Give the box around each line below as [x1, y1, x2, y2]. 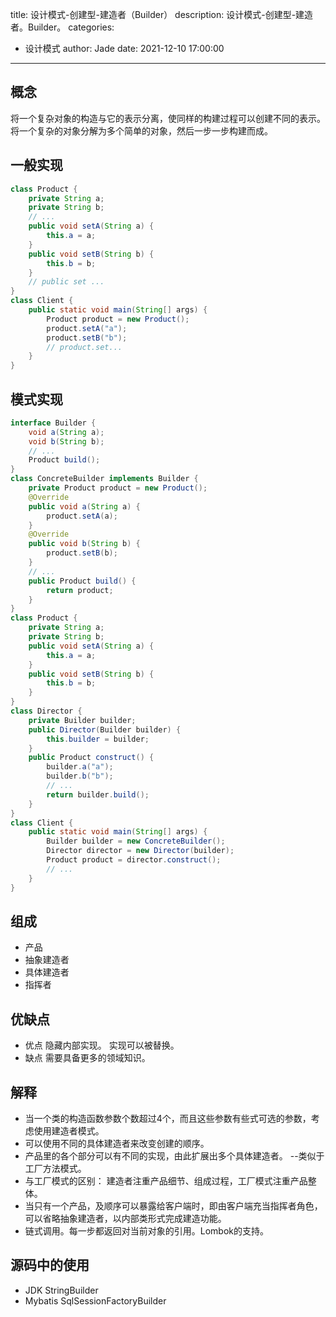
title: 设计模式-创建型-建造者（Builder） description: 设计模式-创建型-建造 [10, 9, 314, 20]
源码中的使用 [10, 1257, 90, 1274]
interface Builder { [10, 418, 97, 428]
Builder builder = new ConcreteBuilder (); [46, 836, 226, 847]
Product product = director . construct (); [46, 855, 222, 865]
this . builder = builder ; [46, 734, 150, 744]
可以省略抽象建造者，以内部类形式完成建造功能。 [24, 1213, 227, 1224]
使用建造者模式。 [33, 1125, 105, 1137]
